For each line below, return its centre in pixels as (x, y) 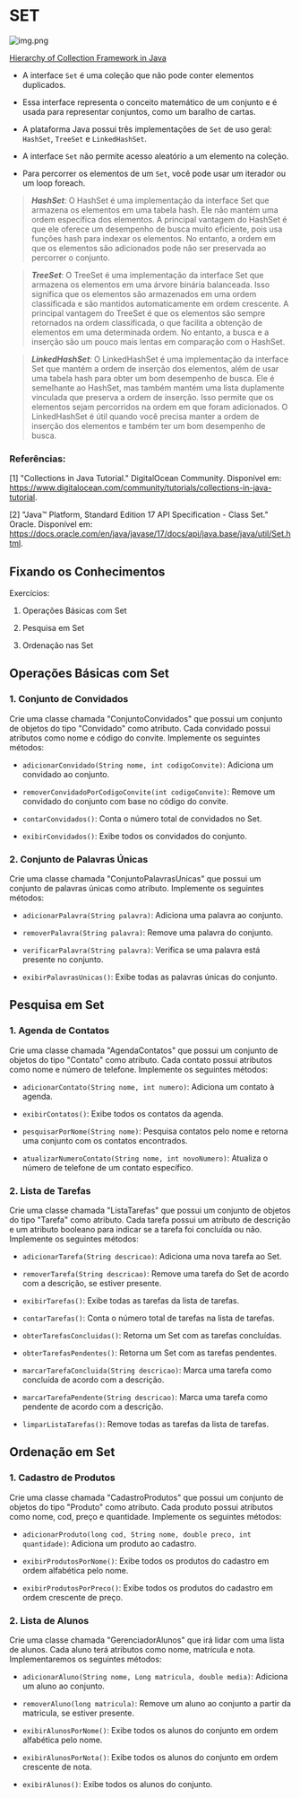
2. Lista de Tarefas (50, 1190)
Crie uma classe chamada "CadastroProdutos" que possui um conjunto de (146, 1497)
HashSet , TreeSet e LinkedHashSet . (85, 138)
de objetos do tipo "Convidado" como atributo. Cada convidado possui (140, 728)
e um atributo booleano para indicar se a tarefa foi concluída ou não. (136, 1230)
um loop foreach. (54, 183)
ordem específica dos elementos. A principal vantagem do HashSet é (159, 219)
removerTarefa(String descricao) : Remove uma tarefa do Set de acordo (155, 1274)
